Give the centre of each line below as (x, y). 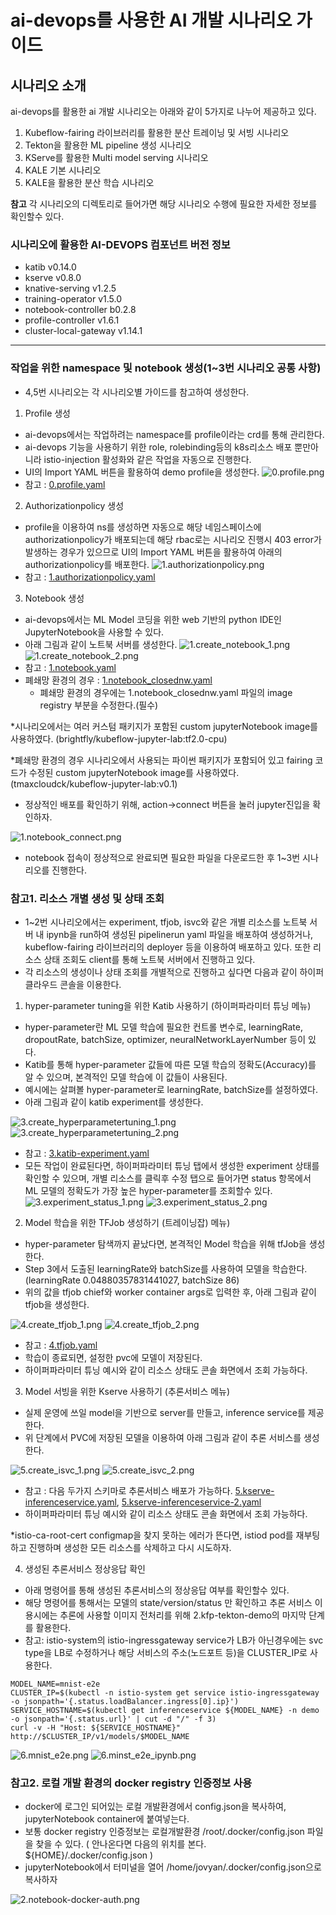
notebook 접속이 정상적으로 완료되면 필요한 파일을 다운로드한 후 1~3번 (162, 857)
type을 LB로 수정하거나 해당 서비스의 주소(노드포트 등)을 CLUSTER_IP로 (166, 1652)
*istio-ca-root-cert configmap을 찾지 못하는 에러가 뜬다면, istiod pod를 (152, 1535)
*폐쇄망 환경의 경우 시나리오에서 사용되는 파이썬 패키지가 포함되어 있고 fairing (161, 760)
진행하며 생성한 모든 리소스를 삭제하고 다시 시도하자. (130, 1547)
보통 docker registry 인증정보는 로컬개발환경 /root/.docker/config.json (164, 1832)
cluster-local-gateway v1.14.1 (83, 331)
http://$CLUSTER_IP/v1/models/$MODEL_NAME (100, 1736)
